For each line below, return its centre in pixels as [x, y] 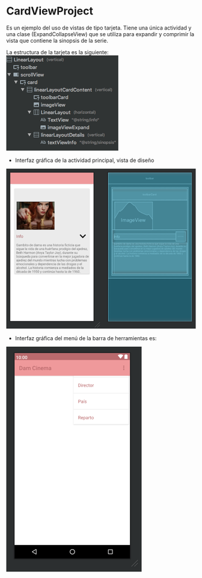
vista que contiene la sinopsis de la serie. [57, 40]
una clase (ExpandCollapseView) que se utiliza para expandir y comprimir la [100, 34]
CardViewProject [50, 11]
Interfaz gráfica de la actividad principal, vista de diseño [84, 160]
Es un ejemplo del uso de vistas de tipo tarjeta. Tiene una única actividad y [99, 28]
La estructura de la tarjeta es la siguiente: [57, 52]
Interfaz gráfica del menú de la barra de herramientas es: [86, 338]
